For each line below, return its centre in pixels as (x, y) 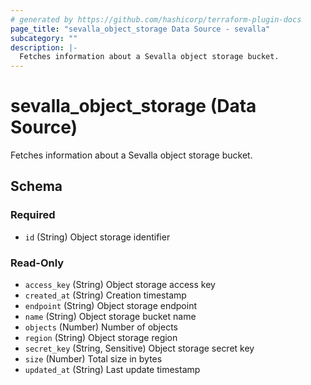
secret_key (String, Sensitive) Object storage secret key (139, 348)
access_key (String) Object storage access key (120, 285)
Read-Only (37, 263)
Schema (36, 186)
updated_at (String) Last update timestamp (112, 370)
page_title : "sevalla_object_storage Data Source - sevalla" (140, 29)
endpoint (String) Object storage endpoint (110, 306)
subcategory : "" (44, 38)
